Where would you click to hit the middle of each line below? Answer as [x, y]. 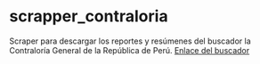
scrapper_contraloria [89, 16]
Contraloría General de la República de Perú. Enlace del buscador [130, 50]
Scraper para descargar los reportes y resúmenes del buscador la [130, 41]
